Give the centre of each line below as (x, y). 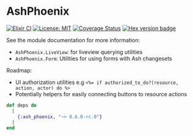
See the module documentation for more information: (73, 40)
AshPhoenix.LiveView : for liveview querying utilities (79, 52)
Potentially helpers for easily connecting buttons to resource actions (101, 94)
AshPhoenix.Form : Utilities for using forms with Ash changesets (93, 58)
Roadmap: (19, 70)
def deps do (21, 105)
